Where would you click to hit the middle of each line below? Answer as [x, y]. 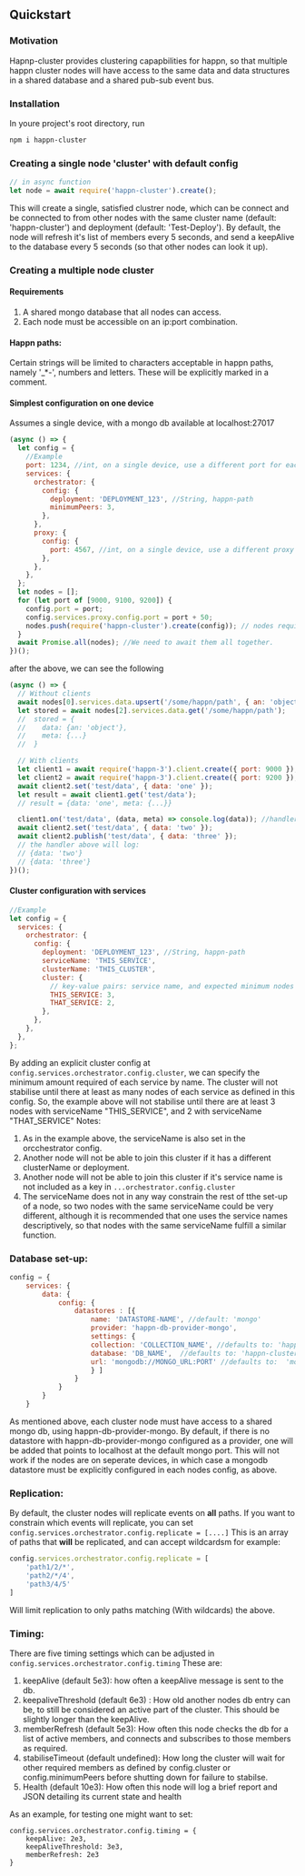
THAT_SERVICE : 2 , [83, 1003]
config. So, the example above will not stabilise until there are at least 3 [143, 1101]
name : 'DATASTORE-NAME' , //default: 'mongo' [176, 1319]
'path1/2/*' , [50, 1568]
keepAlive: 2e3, [57, 1839]
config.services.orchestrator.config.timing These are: [116, 1662]
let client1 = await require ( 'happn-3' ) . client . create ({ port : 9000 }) [156, 769]
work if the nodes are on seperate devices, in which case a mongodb [138, 1460]
